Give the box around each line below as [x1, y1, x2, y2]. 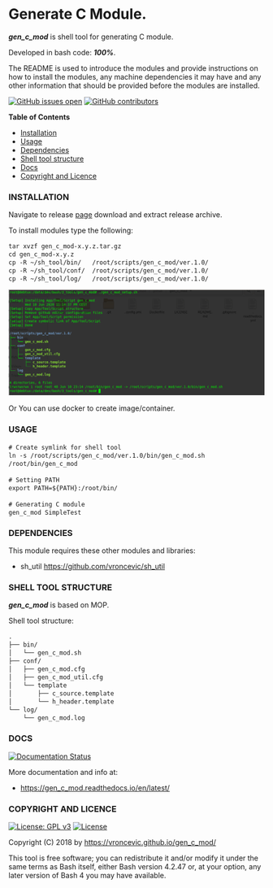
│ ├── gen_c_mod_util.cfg [8, 673, 104, 681]
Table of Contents [8, 111, 71, 122]
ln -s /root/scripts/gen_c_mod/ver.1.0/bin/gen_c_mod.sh [8, 451, 206, 459]
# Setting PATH [8, 476, 60, 484]
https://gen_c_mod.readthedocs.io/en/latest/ [19, 782, 171, 793]
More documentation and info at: [8, 767, 119, 777]
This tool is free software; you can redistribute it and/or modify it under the [8, 853, 258, 863]
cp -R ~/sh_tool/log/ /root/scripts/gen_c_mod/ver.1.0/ [8, 275, 209, 283]
